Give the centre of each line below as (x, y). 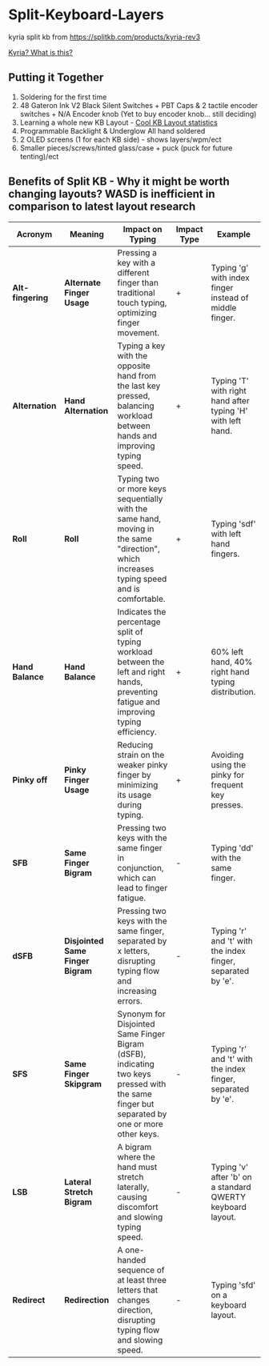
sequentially (140, 499)
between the (141, 662)
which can (137, 878)
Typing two (139, 479)
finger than (138, 282)
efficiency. (137, 731)
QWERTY (229, 1196)
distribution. (233, 691)
